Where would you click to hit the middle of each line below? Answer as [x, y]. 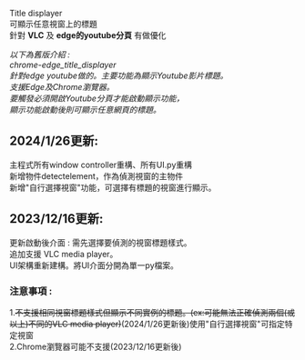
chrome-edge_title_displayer [63, 65]
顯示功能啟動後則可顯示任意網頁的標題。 [85, 110]
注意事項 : [31, 291]
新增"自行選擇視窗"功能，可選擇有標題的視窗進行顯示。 [113, 187]
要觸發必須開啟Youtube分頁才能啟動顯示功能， [97, 98]
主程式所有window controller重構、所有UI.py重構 [101, 165]
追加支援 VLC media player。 [64, 254]
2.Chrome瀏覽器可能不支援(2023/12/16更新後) [96, 346]
